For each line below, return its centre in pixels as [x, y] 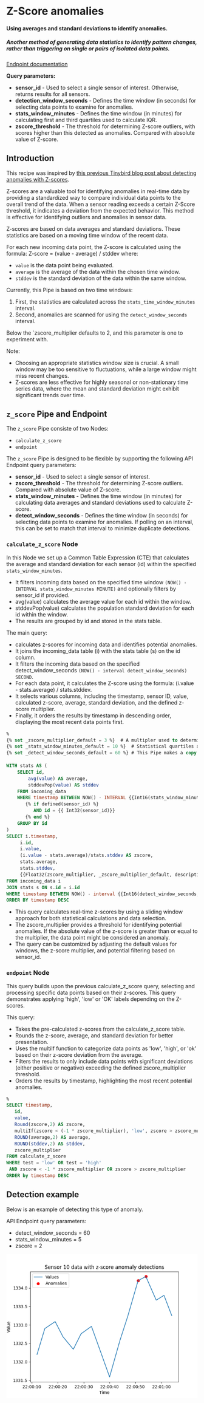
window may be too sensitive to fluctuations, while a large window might [106, 369]
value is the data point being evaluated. [64, 265]
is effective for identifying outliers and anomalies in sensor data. [87, 217]
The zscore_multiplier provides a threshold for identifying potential [98, 925]
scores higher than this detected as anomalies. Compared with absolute [105, 132]
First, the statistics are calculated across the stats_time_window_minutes [105, 301]
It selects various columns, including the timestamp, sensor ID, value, [102, 696]
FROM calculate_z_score [36, 1156]
